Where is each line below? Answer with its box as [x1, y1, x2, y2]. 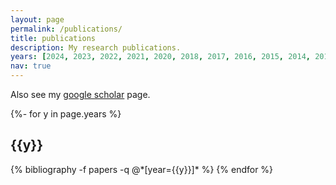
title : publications [10, 33, 97, 43]
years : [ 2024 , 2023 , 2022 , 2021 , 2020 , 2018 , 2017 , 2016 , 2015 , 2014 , [10, 52, 311, 62]
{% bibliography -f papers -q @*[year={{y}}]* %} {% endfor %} [10, 163, 274, 175]
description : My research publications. [10, 42, 182, 53]
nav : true [10, 61, 52, 71]
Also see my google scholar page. [10, 89, 151, 100]
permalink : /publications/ [10, 24, 123, 34]
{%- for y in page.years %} [10, 108, 122, 120]
